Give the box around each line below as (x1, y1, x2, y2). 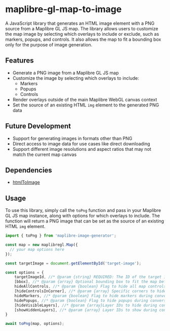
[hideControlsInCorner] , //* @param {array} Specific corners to (14, 289, 155, 294)
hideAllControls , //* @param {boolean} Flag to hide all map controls (14, 284, 166, 289)
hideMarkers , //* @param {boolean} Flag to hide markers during (14, 293, 153, 298)
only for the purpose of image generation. (5, 41, 93, 47)
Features (5, 57, 34, 65)
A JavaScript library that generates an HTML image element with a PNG (5, 20, 155, 26)
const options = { (5, 270, 44, 275)
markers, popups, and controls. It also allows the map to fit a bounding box (5, 36, 161, 42)
